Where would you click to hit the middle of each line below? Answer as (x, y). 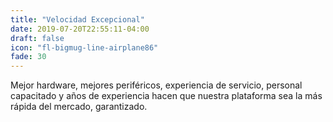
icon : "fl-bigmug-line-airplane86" (84, 47)
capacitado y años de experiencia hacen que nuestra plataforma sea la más (166, 96)
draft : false (37, 38)
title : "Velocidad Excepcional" (77, 19)
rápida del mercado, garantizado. (79, 107)
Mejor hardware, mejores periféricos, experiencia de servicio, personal (156, 85)
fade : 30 (28, 57)
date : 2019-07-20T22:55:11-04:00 (80, 29)
